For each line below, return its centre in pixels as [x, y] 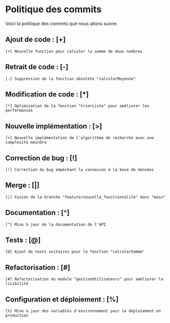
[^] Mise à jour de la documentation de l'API [56, 225]
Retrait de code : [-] [37, 67]
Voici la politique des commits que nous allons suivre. [62, 23]
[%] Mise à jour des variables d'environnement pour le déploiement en [83, 311]
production [17, 316]
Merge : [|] [22, 185]
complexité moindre [26, 142]
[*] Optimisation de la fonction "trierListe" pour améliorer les [77, 106]
